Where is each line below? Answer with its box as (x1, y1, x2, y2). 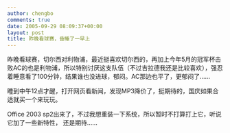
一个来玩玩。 (25, 95, 62, 104)
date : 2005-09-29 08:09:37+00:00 (7, 23, 103, 29)
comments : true (7, 16, 51, 23)
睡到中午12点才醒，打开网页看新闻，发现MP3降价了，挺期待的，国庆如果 (7, 87, 213, 95)
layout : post (7, 29, 45, 36)
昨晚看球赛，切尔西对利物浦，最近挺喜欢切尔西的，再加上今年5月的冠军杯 (7, 56, 216, 64)
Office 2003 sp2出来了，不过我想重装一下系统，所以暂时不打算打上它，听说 (7, 110, 222, 119)
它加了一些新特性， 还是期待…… (7, 119, 98, 127)
